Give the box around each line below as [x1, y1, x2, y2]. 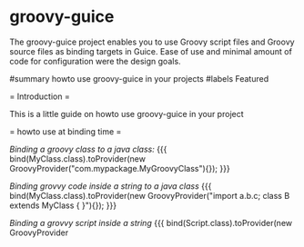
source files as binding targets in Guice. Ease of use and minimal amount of [9, 45, 293, 56]
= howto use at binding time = [9, 125, 122, 137]
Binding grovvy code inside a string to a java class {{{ [9, 180, 212, 192]
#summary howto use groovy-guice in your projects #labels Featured [9, 73, 269, 84]
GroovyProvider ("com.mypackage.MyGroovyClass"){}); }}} [9, 163, 230, 173]
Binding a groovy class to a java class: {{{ [9, 143, 167, 154]
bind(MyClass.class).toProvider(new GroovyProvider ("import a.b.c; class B [9, 190, 290, 201]
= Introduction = [9, 91, 70, 102]
